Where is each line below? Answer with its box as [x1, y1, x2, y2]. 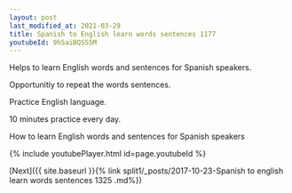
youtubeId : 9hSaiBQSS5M [9, 37, 98, 47]
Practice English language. [9, 97, 107, 108]
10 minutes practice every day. [9, 114, 122, 125]
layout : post [9, 12, 58, 22]
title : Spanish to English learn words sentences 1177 [9, 29, 217, 38]
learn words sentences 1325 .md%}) [9, 175, 142, 186]
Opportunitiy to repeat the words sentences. [9, 79, 171, 90]
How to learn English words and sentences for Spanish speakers [9, 131, 246, 142]
